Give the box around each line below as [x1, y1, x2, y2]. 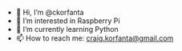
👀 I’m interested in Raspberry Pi [15, 16, 120, 25]
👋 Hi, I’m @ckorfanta [15, 8, 84, 17]
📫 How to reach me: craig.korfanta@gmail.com [15, 33, 174, 43]
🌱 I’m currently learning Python [15, 25, 119, 33]
